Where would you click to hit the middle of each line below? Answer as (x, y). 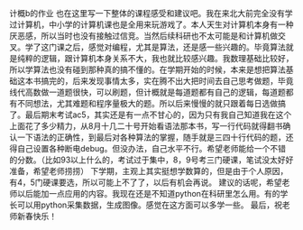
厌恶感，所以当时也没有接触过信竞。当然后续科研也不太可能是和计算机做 (143, 36)
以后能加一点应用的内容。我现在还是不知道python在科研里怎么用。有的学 (152, 193)
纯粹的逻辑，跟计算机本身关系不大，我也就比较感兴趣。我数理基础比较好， (155, 58)
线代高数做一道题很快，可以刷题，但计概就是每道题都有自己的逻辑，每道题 (147, 92)
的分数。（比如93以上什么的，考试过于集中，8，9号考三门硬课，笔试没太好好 (151, 160)
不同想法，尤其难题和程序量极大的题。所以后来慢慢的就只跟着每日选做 (147, 103)
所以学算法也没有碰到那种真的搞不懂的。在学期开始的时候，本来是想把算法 (147, 69)
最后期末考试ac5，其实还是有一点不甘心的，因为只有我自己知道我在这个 (158, 115)
